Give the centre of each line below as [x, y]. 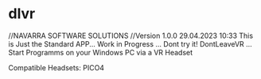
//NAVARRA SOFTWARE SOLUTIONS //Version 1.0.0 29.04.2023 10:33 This [130, 36]
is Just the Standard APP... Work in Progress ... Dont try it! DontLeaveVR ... [130, 43]
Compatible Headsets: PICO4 [56, 67]
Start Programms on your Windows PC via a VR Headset [101, 52]
